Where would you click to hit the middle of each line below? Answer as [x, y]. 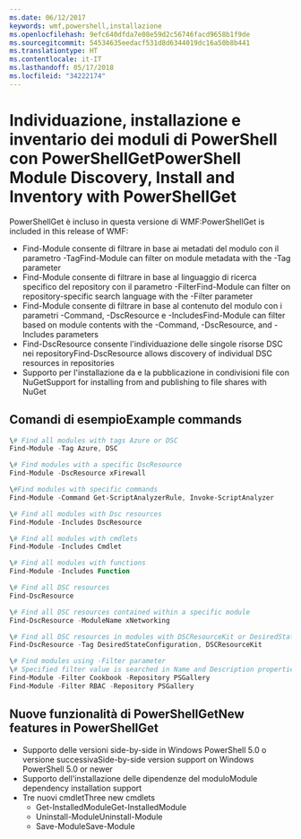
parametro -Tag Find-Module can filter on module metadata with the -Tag [156, 258]
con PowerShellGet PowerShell [125, 158]
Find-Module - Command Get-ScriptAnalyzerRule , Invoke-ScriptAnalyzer [142, 498]
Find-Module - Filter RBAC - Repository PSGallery [102, 686]
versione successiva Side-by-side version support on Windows [138, 759]
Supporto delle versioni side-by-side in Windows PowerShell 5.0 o [144, 749]
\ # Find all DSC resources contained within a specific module [130, 612]
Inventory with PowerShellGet [123, 196]
